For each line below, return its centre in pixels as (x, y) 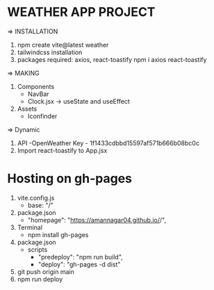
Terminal (30, 227)
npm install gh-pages (58, 234)
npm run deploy (40, 279)
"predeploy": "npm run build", (80, 257)
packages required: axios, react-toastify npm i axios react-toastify (112, 59)
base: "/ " (40, 205)
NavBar (39, 94)
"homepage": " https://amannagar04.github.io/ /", (97, 220)
